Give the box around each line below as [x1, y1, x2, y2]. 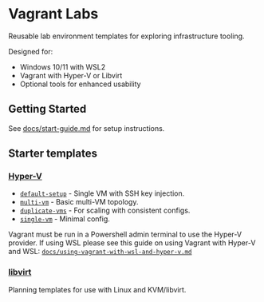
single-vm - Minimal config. [19, 214, 110, 224]
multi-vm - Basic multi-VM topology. [19, 197, 139, 207]
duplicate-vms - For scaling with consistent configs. [19, 205, 191, 216]
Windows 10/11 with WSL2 [19, 62, 106, 72]
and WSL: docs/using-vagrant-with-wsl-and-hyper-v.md [8, 247, 192, 256]
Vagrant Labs [8, 5, 99, 23]
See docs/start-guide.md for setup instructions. [8, 123, 165, 133]
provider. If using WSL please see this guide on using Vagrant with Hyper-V [8, 238, 256, 248]
